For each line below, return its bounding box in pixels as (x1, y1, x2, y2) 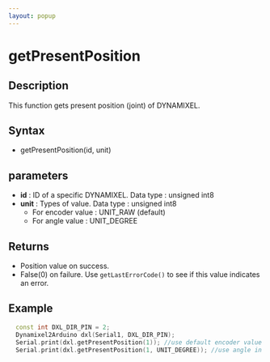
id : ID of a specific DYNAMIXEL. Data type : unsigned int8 (19, 190, 214, 200)
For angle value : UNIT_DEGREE (32, 216, 138, 226)
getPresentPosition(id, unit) (19, 145, 112, 155)
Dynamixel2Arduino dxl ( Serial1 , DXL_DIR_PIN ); (15, 330, 175, 339)
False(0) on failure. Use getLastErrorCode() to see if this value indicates (19, 270, 260, 279)
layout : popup (8, 11, 57, 20)
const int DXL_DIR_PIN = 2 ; (15, 323, 111, 331)
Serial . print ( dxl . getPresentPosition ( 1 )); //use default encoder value (15, 338, 263, 347)
